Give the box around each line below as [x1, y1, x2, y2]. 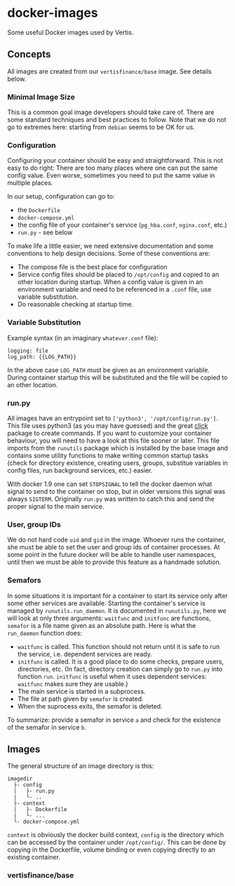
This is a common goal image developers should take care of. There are [7, 108, 215, 116]
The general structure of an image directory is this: [7, 762, 154, 770]
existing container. [7, 853, 61, 861]
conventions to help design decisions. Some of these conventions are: [7, 249, 210, 257]
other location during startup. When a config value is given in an [17, 278, 203, 286]
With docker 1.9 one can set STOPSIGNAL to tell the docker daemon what [7, 479, 213, 488]
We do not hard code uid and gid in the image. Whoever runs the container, [7, 535, 226, 544]
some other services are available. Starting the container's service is [7, 598, 206, 608]
